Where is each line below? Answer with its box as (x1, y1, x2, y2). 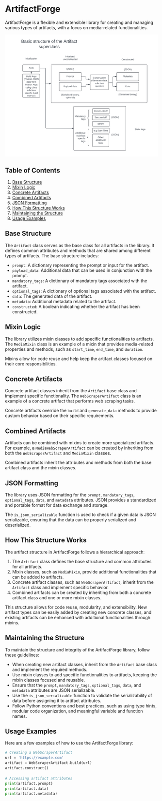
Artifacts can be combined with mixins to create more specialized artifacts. (5, 440, 155, 446)
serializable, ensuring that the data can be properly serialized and (5, 517, 136, 523)
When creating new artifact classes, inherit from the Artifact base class (12, 661, 157, 667)
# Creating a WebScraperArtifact (5, 750, 73, 755)
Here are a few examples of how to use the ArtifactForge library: (5, 740, 133, 746)
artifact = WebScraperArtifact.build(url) (5, 761, 92, 765)
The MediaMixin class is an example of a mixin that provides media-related (5, 341, 154, 347)
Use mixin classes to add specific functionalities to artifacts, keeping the (12, 671, 157, 678)
